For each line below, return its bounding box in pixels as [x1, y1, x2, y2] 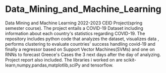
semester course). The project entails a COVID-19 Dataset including [5, 25, 144, 31]
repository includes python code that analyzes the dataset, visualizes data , [5, 36, 160, 42]
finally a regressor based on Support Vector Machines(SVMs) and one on [5, 46, 155, 52]
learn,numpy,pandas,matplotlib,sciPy [5, 62, 81, 68]
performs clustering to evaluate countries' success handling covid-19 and [5, 41, 156, 47]
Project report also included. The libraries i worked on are [5, 57, 123, 63]
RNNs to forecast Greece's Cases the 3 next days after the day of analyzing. [5, 51, 161, 58]
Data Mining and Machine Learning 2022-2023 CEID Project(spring [5, 20, 143, 26]
